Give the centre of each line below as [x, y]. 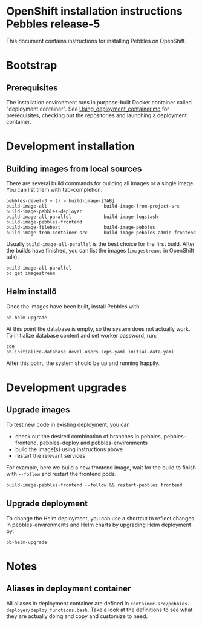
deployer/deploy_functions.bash [47, 610]
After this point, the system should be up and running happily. [83, 363]
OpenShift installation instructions [94, 11]
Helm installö [31, 292]
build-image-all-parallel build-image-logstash [82, 217]
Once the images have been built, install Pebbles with [73, 306]
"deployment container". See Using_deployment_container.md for [88, 109]
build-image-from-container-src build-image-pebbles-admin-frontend [101, 233]
